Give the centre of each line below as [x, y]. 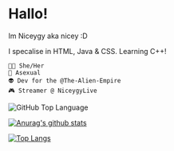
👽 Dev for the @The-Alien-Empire [65, 80]
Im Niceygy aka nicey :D [48, 36]
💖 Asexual [25, 72]
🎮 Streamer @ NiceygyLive [53, 91]
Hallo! [28, 14]
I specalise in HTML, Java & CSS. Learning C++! [87, 51]
